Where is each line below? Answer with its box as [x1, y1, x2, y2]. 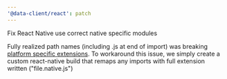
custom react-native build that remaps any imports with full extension [7, 56, 206, 65]
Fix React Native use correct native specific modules [7, 29, 158, 37]
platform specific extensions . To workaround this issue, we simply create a [7, 49, 220, 58]
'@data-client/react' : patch [7, 10, 91, 17]
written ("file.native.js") [7, 64, 73, 72]
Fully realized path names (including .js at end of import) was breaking [7, 42, 208, 50]
